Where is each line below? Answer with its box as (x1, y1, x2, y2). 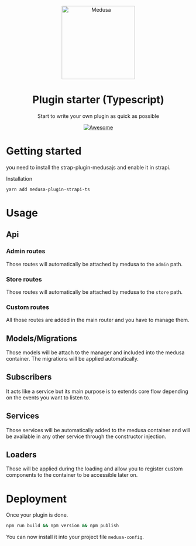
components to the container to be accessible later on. (6, 472, 138, 479)
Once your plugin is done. (6, 511, 68, 518)
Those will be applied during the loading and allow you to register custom (6, 465, 183, 472)
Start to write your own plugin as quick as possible (37, 112, 160, 120)
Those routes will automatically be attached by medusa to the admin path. (6, 260, 183, 267)
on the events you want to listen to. (6, 394, 91, 401)
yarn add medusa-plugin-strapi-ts (6, 186, 91, 192)
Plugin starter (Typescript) (32, 93, 164, 107)
